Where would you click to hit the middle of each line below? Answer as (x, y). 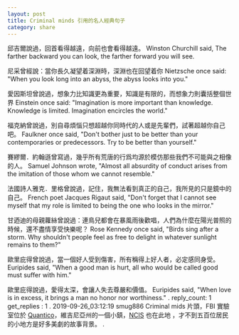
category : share (31, 27)
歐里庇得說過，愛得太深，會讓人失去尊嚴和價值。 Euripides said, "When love (119, 290)
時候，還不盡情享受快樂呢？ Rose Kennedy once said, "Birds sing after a (113, 230)
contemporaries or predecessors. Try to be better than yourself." (102, 143)
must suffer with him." (39, 275)
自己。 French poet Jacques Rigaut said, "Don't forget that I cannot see (112, 197)
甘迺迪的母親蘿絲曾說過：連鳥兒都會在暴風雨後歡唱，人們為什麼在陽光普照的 (119, 220)
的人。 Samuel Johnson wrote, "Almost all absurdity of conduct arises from (117, 166)
